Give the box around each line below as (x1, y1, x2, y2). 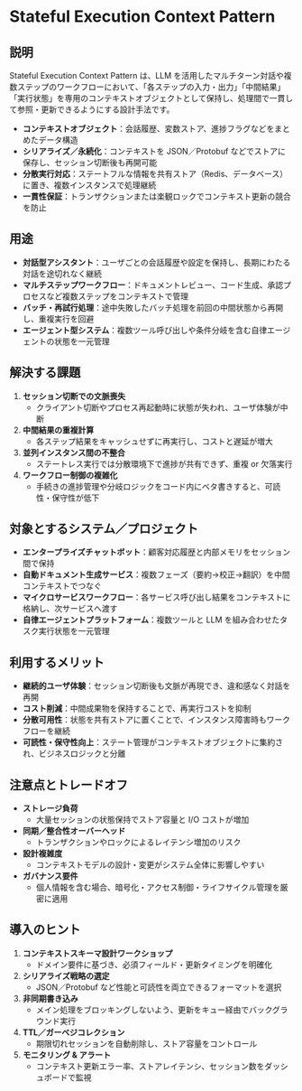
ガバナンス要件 (22, 871, 78, 881)
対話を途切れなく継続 (22, 268, 102, 279)
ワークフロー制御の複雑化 (22, 470, 118, 480)
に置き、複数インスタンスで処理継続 (22, 180, 157, 191)
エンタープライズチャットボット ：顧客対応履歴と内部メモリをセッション (22, 546, 291, 557)
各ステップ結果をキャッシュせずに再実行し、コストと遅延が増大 (35, 435, 273, 446)
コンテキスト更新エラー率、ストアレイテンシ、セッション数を (35, 1060, 265, 1071)
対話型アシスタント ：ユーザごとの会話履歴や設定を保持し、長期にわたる (22, 256, 291, 267)
